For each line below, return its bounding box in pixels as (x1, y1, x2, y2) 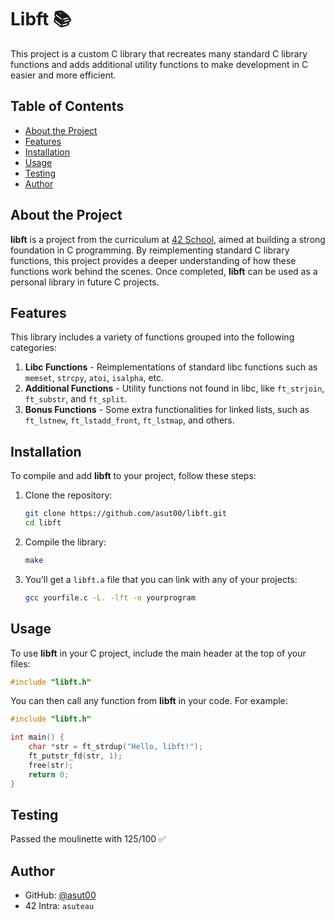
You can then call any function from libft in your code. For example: (10, 695, 288, 707)
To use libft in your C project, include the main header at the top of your (10, 647, 307, 659)
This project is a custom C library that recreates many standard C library (10, 47, 308, 60)
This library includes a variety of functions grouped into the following (10, 331, 295, 343)
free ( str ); (28, 760, 74, 770)
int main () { (10, 732, 65, 743)
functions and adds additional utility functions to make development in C (10, 58, 309, 70)
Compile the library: (24, 536, 107, 548)
